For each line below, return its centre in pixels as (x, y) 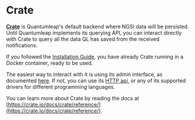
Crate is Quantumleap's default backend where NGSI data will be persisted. (97, 26)
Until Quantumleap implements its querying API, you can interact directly (94, 32)
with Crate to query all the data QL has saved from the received (83, 39)
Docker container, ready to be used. (50, 63)
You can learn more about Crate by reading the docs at (73, 98)
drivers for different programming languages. (61, 86)
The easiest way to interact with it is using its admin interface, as (84, 74)
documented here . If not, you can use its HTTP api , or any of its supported (96, 81)
